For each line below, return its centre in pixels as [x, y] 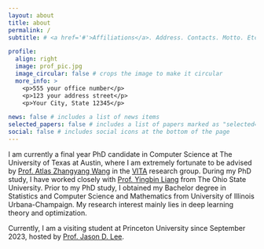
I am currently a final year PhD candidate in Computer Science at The [121, 154]
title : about [29, 23]
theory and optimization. [48, 213]
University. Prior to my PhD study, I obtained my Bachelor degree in [117, 188]
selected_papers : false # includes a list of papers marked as [114, 124]
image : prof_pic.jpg [49, 67]
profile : [22, 52]
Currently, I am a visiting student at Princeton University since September [127, 228]
